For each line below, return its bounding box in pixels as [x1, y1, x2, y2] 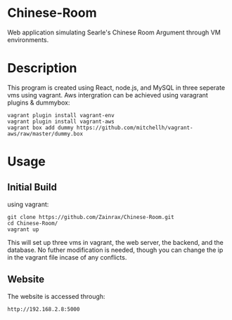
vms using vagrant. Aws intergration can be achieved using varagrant [7, 91, 209, 99]
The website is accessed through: [7, 292, 105, 300]
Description [7, 60, 77, 76]
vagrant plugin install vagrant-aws [7, 118, 115, 125]
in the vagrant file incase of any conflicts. [7, 253, 127, 261]
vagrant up [7, 226, 39, 233]
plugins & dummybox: [7, 98, 70, 107]
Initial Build [7, 181, 58, 194]
